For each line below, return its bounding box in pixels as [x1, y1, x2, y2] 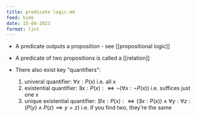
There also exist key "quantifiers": [15, 66, 101, 74]
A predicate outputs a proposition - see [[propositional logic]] [15, 43, 170, 50]
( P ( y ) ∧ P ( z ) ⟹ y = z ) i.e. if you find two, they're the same [24, 104, 172, 112]
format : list [6, 26, 40, 32]
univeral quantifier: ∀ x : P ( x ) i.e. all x [24, 78, 116, 85]
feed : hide [6, 15, 34, 21]
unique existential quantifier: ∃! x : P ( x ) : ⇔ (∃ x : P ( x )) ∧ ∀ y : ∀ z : [24, 97, 191, 105]
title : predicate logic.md [6, 9, 75, 15]
